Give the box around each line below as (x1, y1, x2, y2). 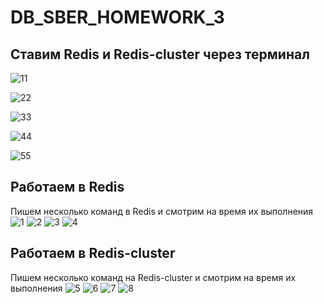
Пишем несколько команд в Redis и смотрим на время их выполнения (10, 205, 314, 217)
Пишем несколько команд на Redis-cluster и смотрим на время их (10, 271, 297, 283)
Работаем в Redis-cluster (10, 245, 176, 262)
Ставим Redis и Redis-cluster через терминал (10, 46, 310, 63)
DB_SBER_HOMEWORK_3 (10, 6, 225, 29)
